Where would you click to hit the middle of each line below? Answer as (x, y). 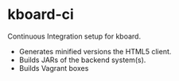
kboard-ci (41, 15)
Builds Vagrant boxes (54, 68)
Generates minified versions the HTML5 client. (95, 51)
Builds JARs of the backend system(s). (82, 60)
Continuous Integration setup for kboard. (74, 36)
